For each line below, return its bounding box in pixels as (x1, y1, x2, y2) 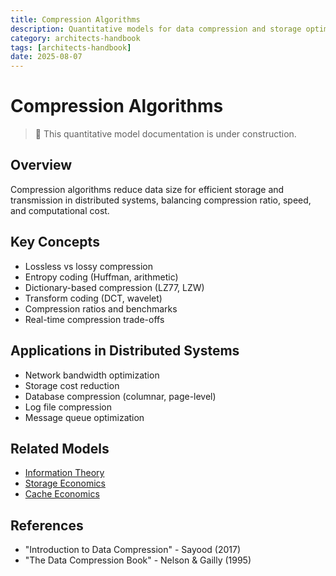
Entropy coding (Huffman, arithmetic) (24, 271, 179, 283)
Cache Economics (24, 488, 100, 500)
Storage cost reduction (24, 379, 120, 391)
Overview (10, 157, 73, 174)
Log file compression (24, 401, 112, 413)
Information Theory (24, 467, 105, 479)
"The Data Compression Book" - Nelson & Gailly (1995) (24, 554, 252, 566)
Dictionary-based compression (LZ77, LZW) (24, 281, 205, 293)
